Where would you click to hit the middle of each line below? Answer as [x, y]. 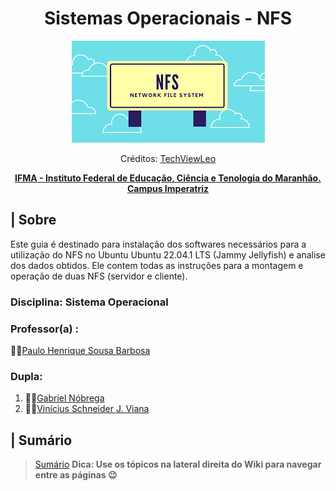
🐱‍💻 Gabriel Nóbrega [64, 398]
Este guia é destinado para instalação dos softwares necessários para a [158, 244]
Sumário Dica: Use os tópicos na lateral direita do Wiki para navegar [178, 464]
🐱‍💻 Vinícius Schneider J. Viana [87, 409]
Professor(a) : [44, 329]
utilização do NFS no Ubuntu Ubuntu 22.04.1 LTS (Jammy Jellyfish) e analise [168, 254]
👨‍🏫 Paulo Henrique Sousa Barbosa [80, 350]
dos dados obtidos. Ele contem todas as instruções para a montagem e [157, 265]
